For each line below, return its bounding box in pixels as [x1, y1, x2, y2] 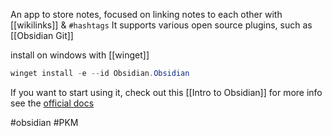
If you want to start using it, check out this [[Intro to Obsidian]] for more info [10, 86, 323, 98]
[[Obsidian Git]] [10, 30, 74, 41]
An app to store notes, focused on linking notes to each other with [10, 9, 283, 20]
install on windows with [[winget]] [10, 49, 150, 61]
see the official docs [10, 97, 95, 109]
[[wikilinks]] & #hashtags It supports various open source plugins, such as [10, 19, 313, 31]
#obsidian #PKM [10, 116, 79, 128]
